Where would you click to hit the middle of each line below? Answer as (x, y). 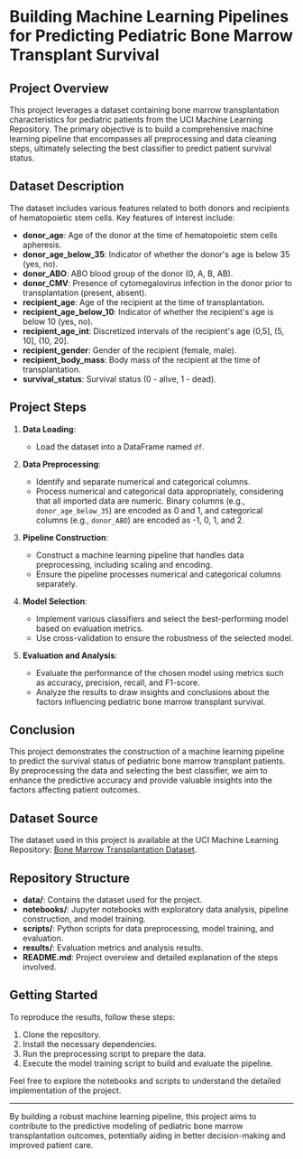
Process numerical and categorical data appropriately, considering (160, 491)
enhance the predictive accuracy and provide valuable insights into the (141, 780)
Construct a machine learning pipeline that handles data (140, 555)
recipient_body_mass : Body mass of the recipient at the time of (141, 359)
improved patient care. (51, 1145)
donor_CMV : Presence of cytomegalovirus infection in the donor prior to (157, 283)
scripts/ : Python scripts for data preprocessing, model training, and (148, 929)
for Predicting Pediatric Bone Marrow (151, 36)
